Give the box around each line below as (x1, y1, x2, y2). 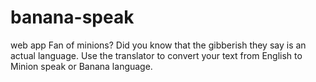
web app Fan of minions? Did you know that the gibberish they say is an (10, 39, 307, 51)
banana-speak (10, 6, 135, 29)
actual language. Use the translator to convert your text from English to (10, 49, 303, 61)
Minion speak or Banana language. (10, 60, 153, 72)
